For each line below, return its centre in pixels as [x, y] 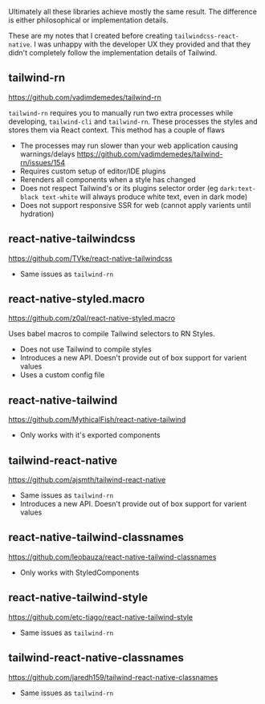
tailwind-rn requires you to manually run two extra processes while [121, 112]
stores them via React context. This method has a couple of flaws [116, 130]
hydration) [37, 214]
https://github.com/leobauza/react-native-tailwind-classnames [112, 556]
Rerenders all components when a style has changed [108, 179]
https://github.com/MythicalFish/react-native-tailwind [97, 420]
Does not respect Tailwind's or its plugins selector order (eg [119, 188]
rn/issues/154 [43, 162]
